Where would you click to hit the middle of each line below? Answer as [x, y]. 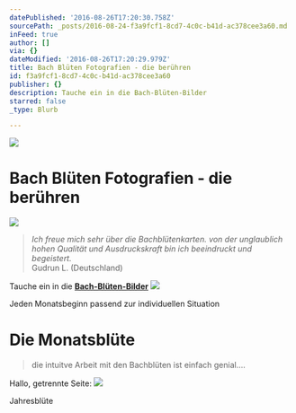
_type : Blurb [34, 110]
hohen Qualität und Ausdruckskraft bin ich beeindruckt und [142, 249]
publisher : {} [36, 84]
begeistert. [51, 259]
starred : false [38, 101]
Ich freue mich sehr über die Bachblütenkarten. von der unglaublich [157, 240]
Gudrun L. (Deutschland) [77, 268]
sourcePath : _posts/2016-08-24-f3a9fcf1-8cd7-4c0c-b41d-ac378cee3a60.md [148, 26]
